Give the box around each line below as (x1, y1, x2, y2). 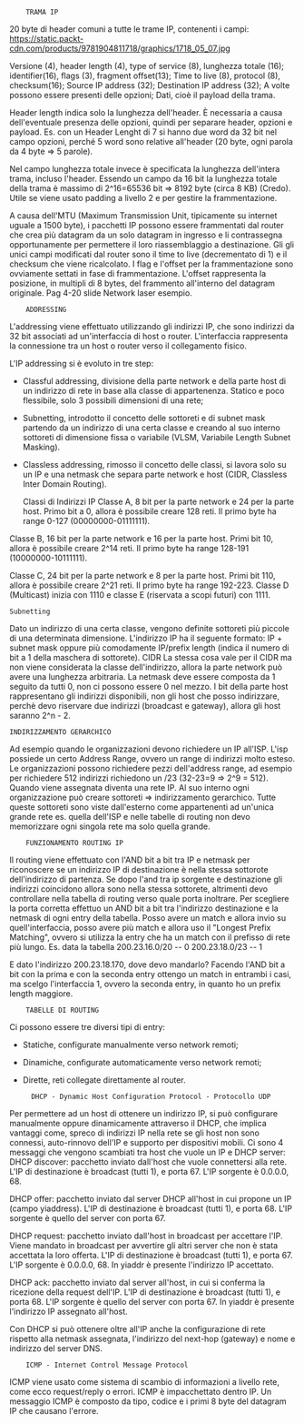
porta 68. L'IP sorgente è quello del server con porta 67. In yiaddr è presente (9, 1297, 295, 1307)
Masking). (22, 441, 61, 452)
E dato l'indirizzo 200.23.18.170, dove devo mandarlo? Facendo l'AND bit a (9, 959, 286, 970)
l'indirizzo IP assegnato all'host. (9, 1306, 129, 1317)
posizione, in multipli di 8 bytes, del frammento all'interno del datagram (9, 278, 275, 288)
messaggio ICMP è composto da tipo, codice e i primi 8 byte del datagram (9, 1396, 287, 1407)
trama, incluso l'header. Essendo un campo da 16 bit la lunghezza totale (9, 173, 278, 184)
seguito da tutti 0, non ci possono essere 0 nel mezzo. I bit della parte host (9, 682, 289, 692)
